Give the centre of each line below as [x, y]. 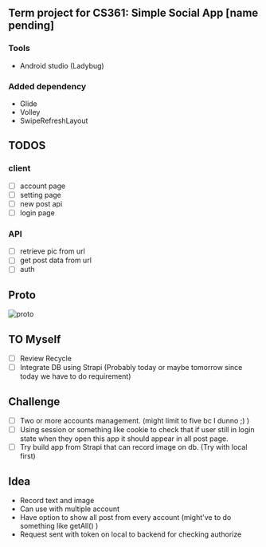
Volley [30, 112]
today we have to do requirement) [75, 376]
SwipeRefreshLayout [54, 120]
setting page [40, 195]
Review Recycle [45, 359]
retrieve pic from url [52, 251]
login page [37, 213]
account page [43, 186]
